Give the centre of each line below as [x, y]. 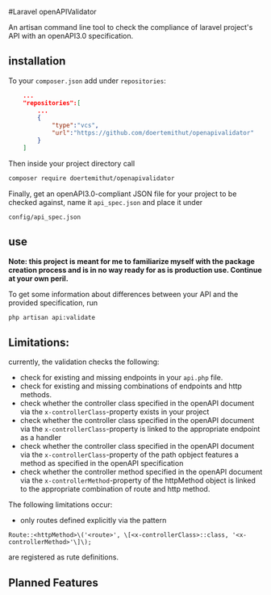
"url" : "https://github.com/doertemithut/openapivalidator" [152, 133]
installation [37, 61]
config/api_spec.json [45, 217]
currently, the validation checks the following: [84, 362]
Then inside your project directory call [72, 163]
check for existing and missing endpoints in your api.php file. [121, 378]
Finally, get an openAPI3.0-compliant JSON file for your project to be [123, 194]
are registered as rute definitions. [64, 557]
